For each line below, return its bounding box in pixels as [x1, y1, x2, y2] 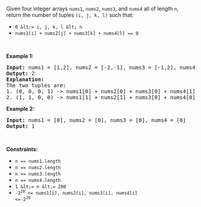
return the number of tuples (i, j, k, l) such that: [6, 11, 134, 19]
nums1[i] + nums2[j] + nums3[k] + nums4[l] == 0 [14, 31, 139, 36]
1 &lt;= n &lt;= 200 [14, 184, 66, 190]
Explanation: [6, 76, 45, 83]
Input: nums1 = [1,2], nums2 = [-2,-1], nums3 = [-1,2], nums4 [6, 64, 196, 71]
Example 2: [6, 105, 35, 112]
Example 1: [6, 53, 34, 59]
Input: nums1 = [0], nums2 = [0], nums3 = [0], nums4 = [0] [6, 117, 187, 123]
